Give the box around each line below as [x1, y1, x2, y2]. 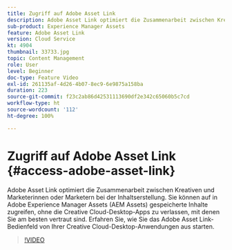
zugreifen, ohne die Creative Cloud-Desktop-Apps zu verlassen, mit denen [7, 207, 220, 216]
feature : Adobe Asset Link [7, 29, 85, 37]
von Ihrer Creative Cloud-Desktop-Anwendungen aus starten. [39, 222, 215, 231]
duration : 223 [7, 87, 48, 94]
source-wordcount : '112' [7, 106, 79, 113]
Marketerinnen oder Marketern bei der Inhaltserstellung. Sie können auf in [7, 193, 218, 201]
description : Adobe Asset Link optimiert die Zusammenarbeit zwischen [7, 17, 215, 23]
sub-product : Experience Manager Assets [7, 23, 126, 30]
